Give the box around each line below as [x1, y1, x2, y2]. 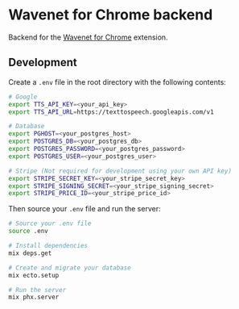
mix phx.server [8, 293, 60, 302]
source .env [8, 228, 48, 236]
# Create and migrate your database [8, 264, 131, 272]
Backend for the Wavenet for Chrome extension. [8, 32, 168, 42]
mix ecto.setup [8, 271, 60, 279]
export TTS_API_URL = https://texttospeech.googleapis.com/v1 [8, 107, 215, 116]
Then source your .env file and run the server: [8, 204, 161, 214]
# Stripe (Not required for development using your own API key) [8, 167, 232, 175]
